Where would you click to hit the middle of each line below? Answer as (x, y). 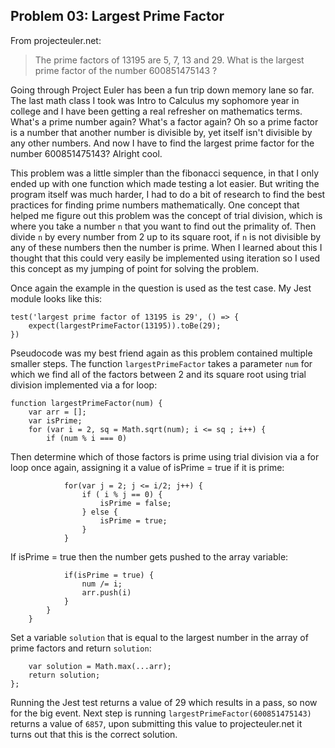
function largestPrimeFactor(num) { (86, 403)
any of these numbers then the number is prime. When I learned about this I (166, 247)
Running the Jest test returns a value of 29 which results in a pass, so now (164, 702)
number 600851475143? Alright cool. (86, 153)
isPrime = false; (135, 503)
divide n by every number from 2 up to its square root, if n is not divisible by (166, 236)
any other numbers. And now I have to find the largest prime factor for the (162, 143)
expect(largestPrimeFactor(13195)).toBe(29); (125, 325)
